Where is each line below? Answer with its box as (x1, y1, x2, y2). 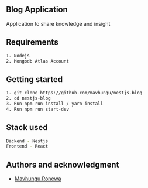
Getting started (6, 74, 63, 84)
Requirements (6, 37, 58, 47)
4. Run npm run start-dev (6, 106, 69, 112)
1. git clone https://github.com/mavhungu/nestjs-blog (6, 90, 143, 96)
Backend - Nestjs (6, 138, 49, 144)
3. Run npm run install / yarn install (6, 101, 104, 107)
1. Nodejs (6, 53, 30, 59)
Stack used (6, 122, 48, 132)
